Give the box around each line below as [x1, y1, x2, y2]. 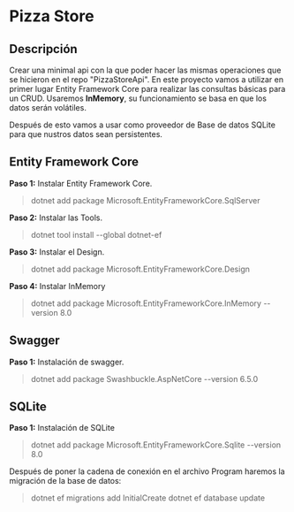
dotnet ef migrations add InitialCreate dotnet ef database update [30, 493, 266, 503]
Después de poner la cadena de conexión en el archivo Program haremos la [9, 466, 285, 477]
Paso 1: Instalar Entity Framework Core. [9, 178, 153, 188]
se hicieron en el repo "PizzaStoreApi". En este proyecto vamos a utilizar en [9, 74, 284, 85]
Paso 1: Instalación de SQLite [9, 423, 115, 433]
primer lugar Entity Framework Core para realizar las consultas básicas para [9, 84, 286, 94]
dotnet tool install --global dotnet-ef [30, 229, 162, 240]
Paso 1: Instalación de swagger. [9, 356, 124, 367]
